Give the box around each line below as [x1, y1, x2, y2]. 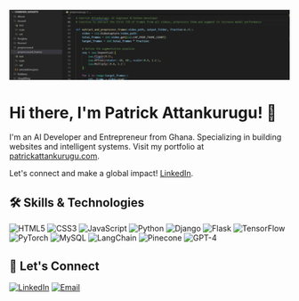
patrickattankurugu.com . [9, 150, 100, 161]
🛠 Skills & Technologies [9, 195, 145, 210]
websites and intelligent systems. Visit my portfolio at [9, 142, 205, 152]
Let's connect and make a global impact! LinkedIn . [9, 168, 194, 179]
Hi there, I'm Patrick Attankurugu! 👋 [9, 102, 278, 123]
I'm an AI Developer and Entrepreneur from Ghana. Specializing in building [9, 132, 282, 142]
